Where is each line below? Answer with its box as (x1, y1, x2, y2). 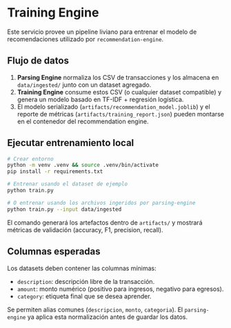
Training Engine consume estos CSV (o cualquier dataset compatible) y (17, 88, 222, 96)
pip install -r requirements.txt (7, 168, 103, 175)
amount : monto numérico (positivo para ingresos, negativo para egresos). (17, 285, 224, 293)
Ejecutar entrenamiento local (7, 137, 134, 149)
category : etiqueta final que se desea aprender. (17, 291, 152, 300)
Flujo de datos (7, 55, 69, 67)
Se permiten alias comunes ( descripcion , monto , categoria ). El (7, 305, 183, 314)
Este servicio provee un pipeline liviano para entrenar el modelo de (7, 28, 197, 36)
